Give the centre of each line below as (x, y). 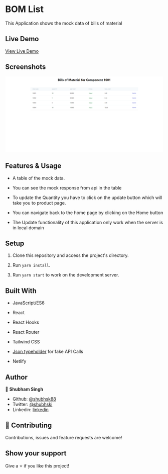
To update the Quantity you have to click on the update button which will (87, 198)
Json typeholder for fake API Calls (48, 352)
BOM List (25, 9)
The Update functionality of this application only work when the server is (88, 222)
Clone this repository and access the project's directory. (70, 255)
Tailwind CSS (26, 342)
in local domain (28, 228)
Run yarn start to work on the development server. (66, 275)
